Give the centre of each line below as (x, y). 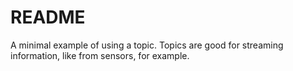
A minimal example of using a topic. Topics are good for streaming (147, 45)
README (48, 17)
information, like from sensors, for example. (100, 55)
